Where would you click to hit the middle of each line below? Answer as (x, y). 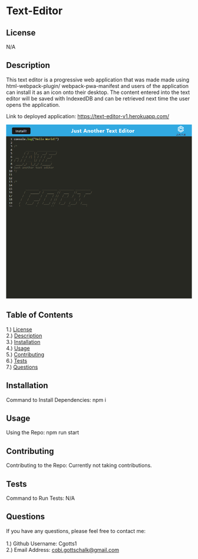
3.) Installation (23, 342)
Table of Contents (40, 315)
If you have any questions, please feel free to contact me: (76, 531)
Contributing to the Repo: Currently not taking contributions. (79, 466)
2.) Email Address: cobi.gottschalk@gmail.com (63, 550)
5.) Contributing (25, 354)
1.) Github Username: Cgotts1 (42, 543)
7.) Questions (22, 367)
